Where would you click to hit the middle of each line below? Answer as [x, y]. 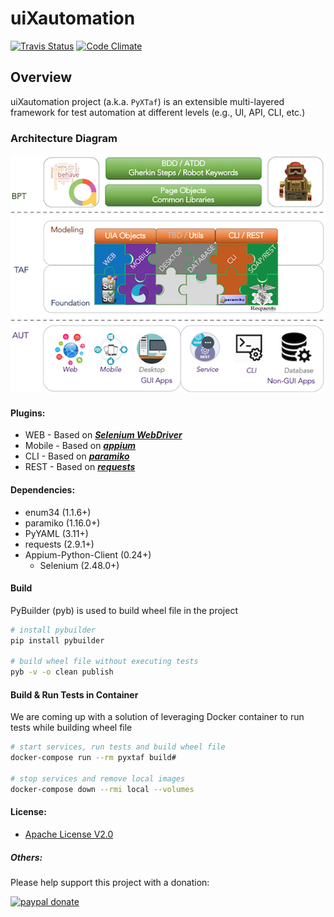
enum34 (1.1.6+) [58, 512]
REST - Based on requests [80, 467]
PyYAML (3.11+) [56, 533]
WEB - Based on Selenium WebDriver [103, 435]
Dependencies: [43, 490]
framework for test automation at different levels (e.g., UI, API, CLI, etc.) [158, 112]
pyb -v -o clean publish [62, 672]
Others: [26, 857]
